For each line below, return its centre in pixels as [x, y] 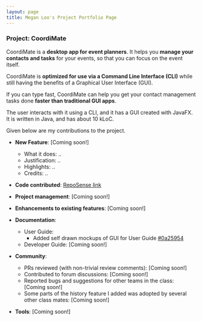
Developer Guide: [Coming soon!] [65, 244]
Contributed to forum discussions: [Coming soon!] [86, 274]
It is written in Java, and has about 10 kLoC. [60, 119]
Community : [31, 256]
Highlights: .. [39, 167]
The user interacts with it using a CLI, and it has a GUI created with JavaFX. [100, 112]
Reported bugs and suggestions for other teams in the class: [99, 281]
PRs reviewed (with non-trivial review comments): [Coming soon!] [106, 268]
